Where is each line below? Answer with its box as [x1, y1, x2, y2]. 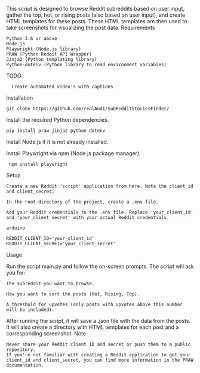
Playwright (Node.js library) [6, 46, 82, 52]
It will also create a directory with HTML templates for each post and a [6, 323, 179, 331]
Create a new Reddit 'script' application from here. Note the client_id [6, 183, 194, 189]
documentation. [6, 362, 44, 368]
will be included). [6, 307, 55, 313]
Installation [6, 94, 33, 101]
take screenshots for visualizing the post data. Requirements [6, 24, 155, 31]
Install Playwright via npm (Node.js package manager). [6, 150, 141, 157]
